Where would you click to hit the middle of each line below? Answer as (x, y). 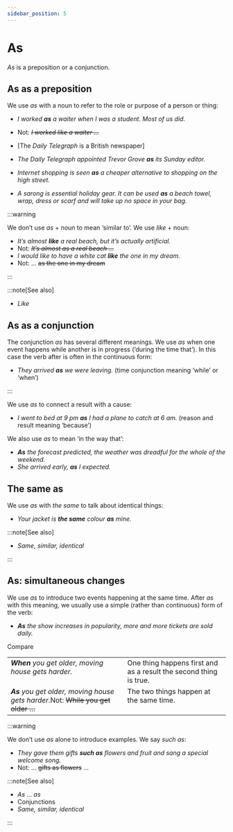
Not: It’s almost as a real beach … (66, 249)
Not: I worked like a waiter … (58, 132)
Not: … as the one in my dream (61, 263)
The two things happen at (169, 691)
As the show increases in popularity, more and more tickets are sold (115, 625)
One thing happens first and (173, 663)
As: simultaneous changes (66, 581)
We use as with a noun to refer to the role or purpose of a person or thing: (113, 105)
